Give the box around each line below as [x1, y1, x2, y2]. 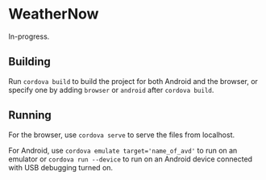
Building [8, 55, 51, 69]
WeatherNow [8, 5, 99, 23]
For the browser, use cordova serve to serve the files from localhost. [8, 130, 235, 140]
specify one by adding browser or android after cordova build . [8, 85, 214, 94]
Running [8, 108, 52, 122]
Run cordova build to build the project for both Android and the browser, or [8, 76, 258, 86]
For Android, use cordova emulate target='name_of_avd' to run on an [8, 145, 238, 155]
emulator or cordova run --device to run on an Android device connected [8, 154, 252, 164]
